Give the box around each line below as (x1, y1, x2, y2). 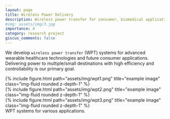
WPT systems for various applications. (5, 107, 86, 114)
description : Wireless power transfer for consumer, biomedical (5, 17, 144, 22)
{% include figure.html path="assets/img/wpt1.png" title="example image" (5, 75, 160, 82)
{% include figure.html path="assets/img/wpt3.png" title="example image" (5, 97, 161, 103)
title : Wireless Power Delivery (5, 12, 73, 17)
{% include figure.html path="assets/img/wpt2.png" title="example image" (5, 86, 161, 92)
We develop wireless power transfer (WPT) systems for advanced (5, 49, 146, 56)
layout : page (5, 7, 33, 13)
